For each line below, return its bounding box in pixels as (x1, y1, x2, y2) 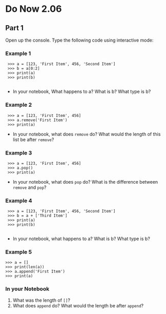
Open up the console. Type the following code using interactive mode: (5, 37, 154, 43)
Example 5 (5, 248, 32, 256)
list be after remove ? (12, 136, 54, 143)
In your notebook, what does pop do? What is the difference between (12, 179, 158, 185)
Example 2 (5, 101, 32, 108)
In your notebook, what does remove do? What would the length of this (12, 131, 161, 137)
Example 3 (5, 149, 32, 156)
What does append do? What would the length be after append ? (12, 302, 144, 308)
